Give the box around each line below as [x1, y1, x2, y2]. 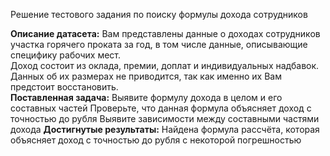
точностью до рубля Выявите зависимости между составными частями [10, 113, 320, 124]
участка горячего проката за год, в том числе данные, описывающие [10, 39, 308, 50]
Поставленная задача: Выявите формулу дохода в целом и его [10, 92, 283, 103]
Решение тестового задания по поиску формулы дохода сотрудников [10, 9, 308, 20]
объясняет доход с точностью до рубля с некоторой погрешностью [10, 134, 302, 146]
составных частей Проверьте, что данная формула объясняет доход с [10, 102, 312, 114]
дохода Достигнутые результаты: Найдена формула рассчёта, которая [10, 124, 320, 135]
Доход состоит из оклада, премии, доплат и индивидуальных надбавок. [10, 60, 320, 71]
